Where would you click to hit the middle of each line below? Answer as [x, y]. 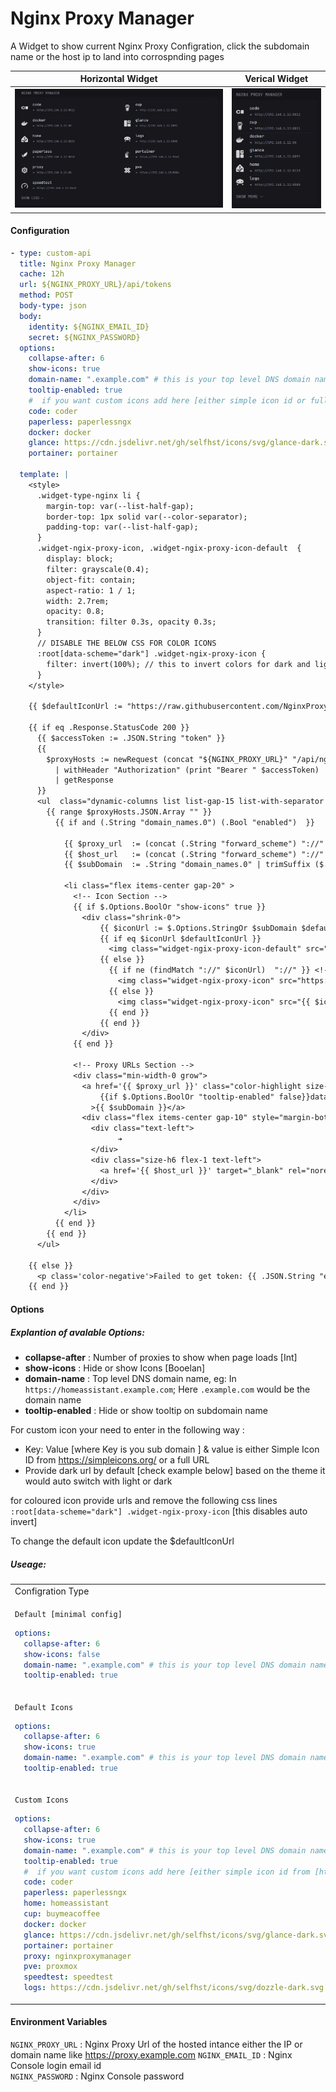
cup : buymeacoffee [62, 1914]
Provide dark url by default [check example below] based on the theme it [175, 1470]
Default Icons [44, 1707]
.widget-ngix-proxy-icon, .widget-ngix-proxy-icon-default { [169, 548]
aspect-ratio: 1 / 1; [91, 590]
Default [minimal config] [68, 1614]
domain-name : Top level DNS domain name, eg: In [130, 1378]
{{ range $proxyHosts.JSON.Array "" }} [129, 812]
